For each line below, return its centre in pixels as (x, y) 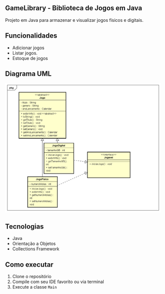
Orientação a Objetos (34, 244)
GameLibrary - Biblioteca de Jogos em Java (74, 8)
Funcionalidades (31, 36)
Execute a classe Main (35, 287)
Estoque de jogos (30, 58)
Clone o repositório (32, 276)
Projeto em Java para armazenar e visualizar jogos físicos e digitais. (74, 20)
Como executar (29, 265)
